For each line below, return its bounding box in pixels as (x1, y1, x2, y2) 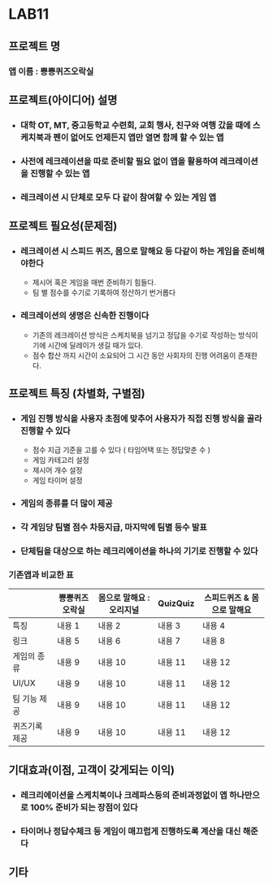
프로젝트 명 (8, 39, 61, 53)
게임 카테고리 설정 (32, 456, 89, 465)
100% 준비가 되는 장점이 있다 (29, 802, 138, 813)
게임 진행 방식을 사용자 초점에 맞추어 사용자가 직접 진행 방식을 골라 (19, 413, 262, 424)
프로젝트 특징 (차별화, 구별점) (8, 387, 145, 400)
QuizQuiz (158, 598, 195, 609)
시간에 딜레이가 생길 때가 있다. (47, 340, 144, 350)
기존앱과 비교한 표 (8, 569, 75, 581)
